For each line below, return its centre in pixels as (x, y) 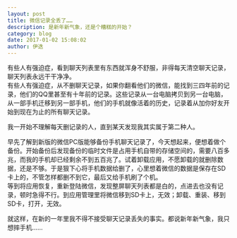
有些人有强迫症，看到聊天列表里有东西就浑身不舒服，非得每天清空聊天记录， (119, 67)
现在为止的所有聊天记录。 (56, 112)
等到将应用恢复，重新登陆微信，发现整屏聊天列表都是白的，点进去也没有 (112, 186)
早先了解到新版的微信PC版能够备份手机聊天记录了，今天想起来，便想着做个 (117, 142)
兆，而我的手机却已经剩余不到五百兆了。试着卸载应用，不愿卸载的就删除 (112, 159)
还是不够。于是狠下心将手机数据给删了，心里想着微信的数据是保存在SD (123, 168)
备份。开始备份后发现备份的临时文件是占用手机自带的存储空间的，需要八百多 (119, 150)
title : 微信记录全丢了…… (40, 20)
